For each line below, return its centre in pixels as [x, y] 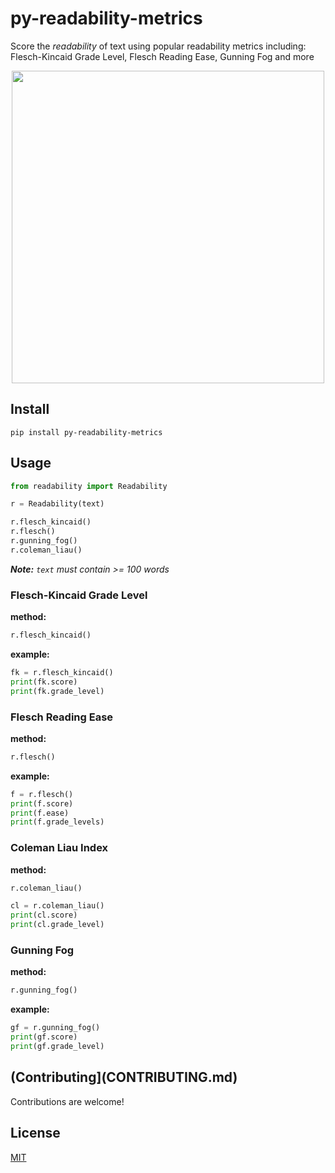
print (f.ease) [40, 813]
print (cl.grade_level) [57, 925]
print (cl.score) [44, 915]
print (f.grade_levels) [57, 822]
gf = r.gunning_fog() [55, 1028]
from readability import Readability [89, 486]
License [35, 1133]
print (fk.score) [44, 682]
